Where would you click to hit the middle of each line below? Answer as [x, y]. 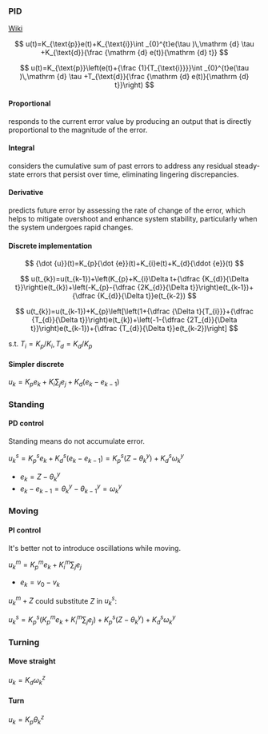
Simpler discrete [36, 364]
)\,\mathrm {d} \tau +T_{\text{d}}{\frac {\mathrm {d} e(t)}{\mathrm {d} [134, 77]
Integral [22, 148]
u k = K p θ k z [26, 720]
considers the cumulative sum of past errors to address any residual [121, 166]
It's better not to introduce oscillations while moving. [95, 548]
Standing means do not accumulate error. [77, 441]
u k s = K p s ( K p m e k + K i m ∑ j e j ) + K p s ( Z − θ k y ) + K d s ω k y [92, 620]
